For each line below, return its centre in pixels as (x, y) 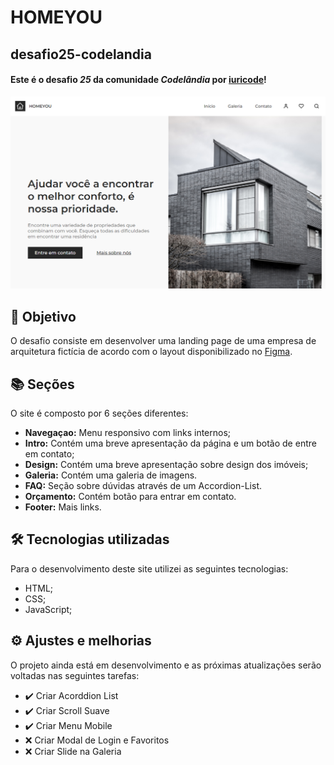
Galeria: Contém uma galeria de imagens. (111, 475)
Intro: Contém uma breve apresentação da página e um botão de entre (170, 443)
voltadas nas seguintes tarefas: (75, 675)
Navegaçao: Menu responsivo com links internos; (128, 433)
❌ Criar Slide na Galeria (73, 751)
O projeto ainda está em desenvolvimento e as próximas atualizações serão (166, 665)
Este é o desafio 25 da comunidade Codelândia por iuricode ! (138, 80)
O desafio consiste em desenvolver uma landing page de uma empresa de (163, 341)
